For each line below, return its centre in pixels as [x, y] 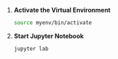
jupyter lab [31, 49]
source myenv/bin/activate [53, 23]
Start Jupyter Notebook [49, 36]
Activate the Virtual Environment [62, 10]
